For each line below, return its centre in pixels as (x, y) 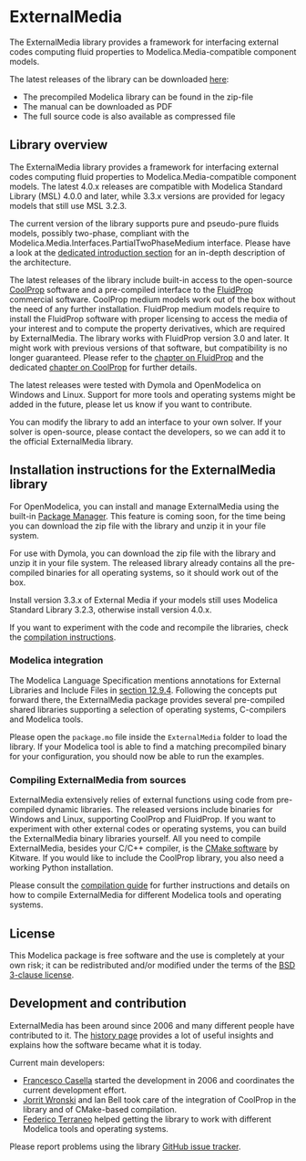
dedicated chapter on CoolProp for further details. (103, 367)
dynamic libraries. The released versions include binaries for (159, 810)
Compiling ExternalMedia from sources (98, 779)
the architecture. (41, 262)
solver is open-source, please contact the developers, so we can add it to (148, 432)
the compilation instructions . (63, 637)
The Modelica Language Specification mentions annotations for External (145, 680)
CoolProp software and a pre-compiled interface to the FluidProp (131, 289)
